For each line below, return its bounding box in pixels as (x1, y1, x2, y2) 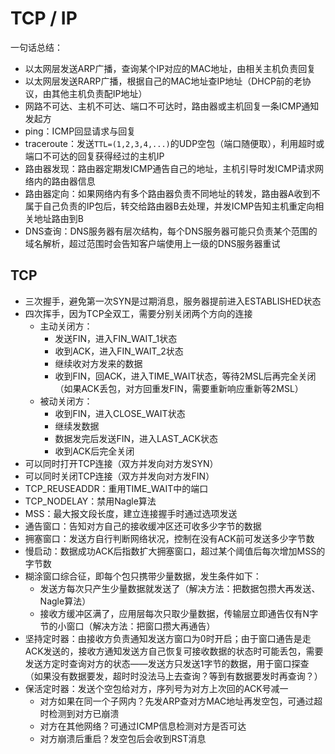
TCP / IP (10, 7, 78, 30)
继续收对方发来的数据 (54, 357, 143, 369)
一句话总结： (10, 41, 63, 53)
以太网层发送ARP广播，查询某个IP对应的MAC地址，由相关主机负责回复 (24, 62, 317, 74)
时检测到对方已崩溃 (39, 707, 120, 719)
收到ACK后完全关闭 (54, 445, 135, 457)
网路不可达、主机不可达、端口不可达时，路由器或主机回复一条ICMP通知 (24, 100, 320, 112)
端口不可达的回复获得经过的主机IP (24, 150, 165, 162)
